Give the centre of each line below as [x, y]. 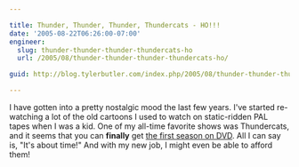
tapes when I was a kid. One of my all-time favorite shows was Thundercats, [149, 126]
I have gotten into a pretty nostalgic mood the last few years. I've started [142, 107]
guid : [19, 75]
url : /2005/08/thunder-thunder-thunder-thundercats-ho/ [123, 59]
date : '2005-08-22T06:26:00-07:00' [75, 33]
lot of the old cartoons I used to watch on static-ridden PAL [160, 117]
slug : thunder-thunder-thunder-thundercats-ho [105, 50]
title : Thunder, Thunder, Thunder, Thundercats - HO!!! [115, 25]
